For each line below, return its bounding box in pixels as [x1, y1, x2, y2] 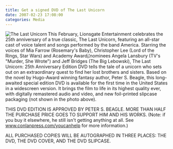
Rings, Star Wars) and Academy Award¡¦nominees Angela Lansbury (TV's [5, 53, 161, 59]
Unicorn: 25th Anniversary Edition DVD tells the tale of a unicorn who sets [5, 63, 162, 70]
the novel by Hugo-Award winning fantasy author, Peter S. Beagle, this [5, 75, 154, 81]
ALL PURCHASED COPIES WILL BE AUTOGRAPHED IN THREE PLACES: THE [5, 133, 167, 139]
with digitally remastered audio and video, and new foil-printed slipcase [5, 91, 157, 97]
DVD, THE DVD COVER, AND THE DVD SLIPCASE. [5, 138, 111, 144]
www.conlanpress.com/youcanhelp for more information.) [5, 122, 129, 129]
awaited [5, 80, 22, 86]
